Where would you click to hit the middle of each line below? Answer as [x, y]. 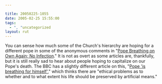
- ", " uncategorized [30, 27]
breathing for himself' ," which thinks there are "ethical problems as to [74, 71]
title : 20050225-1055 [27, 14]
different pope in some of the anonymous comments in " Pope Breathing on [80, 51]
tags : [10, 23]
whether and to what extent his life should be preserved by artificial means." [81, 77]
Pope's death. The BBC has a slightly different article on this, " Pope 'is [75, 67]
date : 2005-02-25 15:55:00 [32, 18]
